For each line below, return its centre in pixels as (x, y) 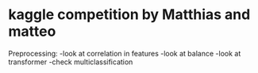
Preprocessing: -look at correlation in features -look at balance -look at (125, 53)
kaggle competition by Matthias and (129, 15)
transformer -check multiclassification (71, 62)
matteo (32, 31)
